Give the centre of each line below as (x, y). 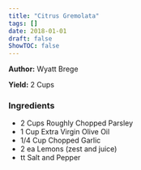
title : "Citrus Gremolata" (54, 16)
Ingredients (32, 106)
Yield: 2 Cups (32, 85)
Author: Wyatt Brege (43, 69)
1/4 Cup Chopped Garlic (60, 140)
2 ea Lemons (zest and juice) (68, 149)
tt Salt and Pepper (50, 158)
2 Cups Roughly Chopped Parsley (77, 123)
